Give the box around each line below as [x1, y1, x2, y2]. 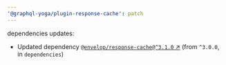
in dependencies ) [17, 50, 64, 58]
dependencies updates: [7, 29, 75, 37]
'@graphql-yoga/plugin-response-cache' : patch [7, 10, 144, 17]
